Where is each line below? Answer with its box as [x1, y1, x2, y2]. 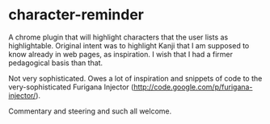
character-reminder [8, 6, 144, 24]
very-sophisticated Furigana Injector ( [8, 82, 134, 92]
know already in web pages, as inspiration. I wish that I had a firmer [8, 49, 233, 59]
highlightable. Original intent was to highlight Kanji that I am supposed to [8, 40, 250, 50]
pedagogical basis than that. [8, 58, 103, 68]
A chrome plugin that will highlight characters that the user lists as [8, 32, 229, 42]
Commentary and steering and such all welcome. [8, 106, 172, 116]
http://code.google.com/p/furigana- [133, 82, 253, 92]
